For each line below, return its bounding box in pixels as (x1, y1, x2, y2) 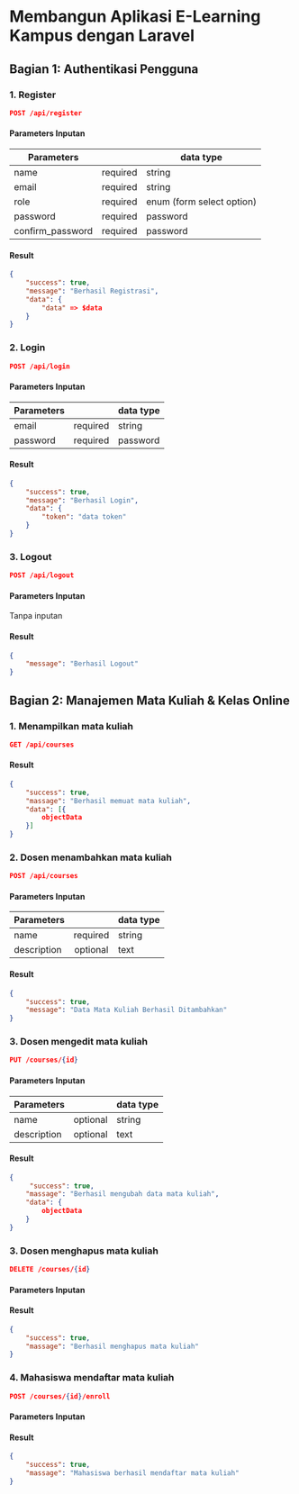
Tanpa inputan (9, 611, 63, 621)
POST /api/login (9, 362, 70, 371)
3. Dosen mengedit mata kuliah (9, 1036, 149, 1048)
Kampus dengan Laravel (9, 25, 195, 46)
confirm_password (14, 224, 93, 237)
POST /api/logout (9, 571, 75, 580)
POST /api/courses (9, 872, 78, 881)
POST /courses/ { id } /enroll (9, 1391, 111, 1401)
